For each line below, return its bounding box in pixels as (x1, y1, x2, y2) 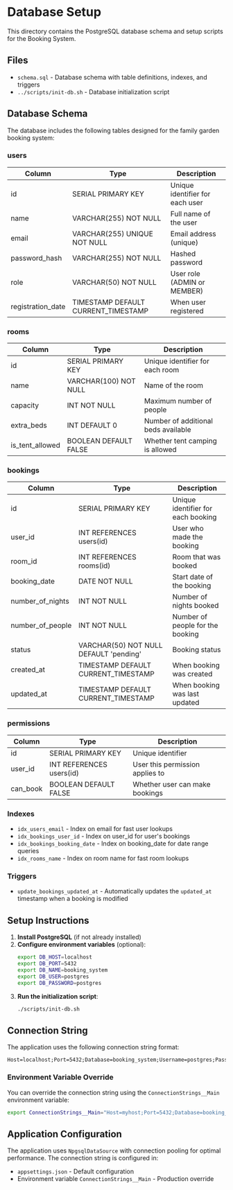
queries (17, 847, 40, 855)
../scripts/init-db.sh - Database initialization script (17, 87, 170, 96)
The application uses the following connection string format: (7, 1043, 180, 1051)
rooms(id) (78, 561, 111, 570)
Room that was (172, 552, 221, 562)
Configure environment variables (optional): (17, 940, 146, 949)
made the (172, 532, 203, 542)
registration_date (10, 301, 66, 311)
